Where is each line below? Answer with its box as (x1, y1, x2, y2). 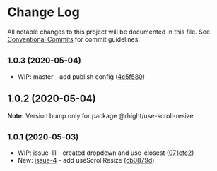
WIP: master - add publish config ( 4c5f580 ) (17, 72, 146, 81)
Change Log (7, 4, 80, 20)
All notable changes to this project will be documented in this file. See (7, 27, 211, 36)
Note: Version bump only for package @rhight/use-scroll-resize (7, 111, 194, 120)
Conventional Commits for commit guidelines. (7, 34, 140, 43)
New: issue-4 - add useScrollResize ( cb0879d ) (17, 156, 155, 165)
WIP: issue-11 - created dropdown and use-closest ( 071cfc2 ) (17, 148, 194, 157)
